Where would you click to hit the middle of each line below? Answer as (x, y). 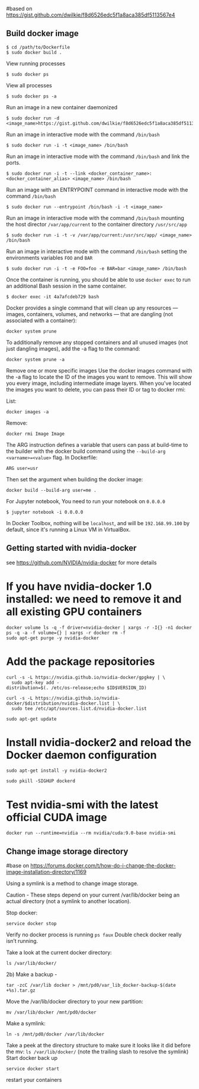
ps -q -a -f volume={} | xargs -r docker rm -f (66, 633)
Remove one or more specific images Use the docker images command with (99, 370)
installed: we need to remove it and (94, 599)
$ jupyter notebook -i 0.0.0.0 (45, 512)
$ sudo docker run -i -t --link (46, 173)
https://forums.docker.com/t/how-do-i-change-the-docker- (103, 866)
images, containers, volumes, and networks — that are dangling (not (90, 314)
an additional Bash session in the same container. (66, 286)
